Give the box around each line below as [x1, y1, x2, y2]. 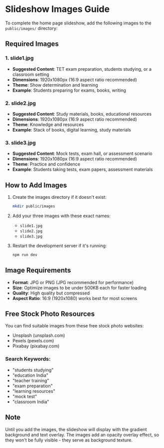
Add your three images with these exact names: [12, 213, 111, 219]
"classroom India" [12, 399, 49, 405]
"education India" [12, 372, 49, 378]
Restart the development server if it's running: [12, 243, 107, 249]
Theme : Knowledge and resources [12, 121, 84, 128]
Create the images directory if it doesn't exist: [12, 194, 107, 200]
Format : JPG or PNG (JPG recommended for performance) [12, 279, 134, 285]
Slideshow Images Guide [5, 3, 110, 15]
